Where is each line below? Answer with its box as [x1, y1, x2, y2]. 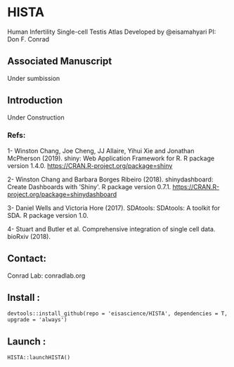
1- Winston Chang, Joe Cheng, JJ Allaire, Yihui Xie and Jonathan [7, 146, 195, 155]
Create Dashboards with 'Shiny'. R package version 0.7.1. [7, 182, 171, 191]
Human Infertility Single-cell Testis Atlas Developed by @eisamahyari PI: [7, 27, 216, 36]
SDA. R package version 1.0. [7, 211, 89, 219]
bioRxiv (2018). [7, 232, 51, 240]
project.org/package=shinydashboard [7, 190, 117, 198]
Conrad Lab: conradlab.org [7, 271, 86, 280]
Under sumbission [7, 74, 60, 82]
